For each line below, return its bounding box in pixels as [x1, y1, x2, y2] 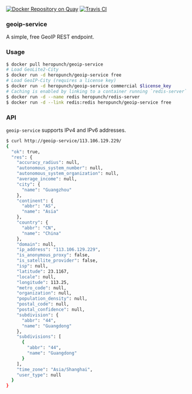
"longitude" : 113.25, [16, 279, 69, 285]
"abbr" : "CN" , [21, 225, 57, 231]
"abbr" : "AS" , [21, 203, 57, 209]
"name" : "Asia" [21, 208, 59, 215]
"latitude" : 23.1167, [16, 268, 69, 275]
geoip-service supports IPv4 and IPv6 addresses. [6, 126, 126, 133]
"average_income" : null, [16, 176, 77, 182]
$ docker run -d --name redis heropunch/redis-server [6, 94, 140, 100]
